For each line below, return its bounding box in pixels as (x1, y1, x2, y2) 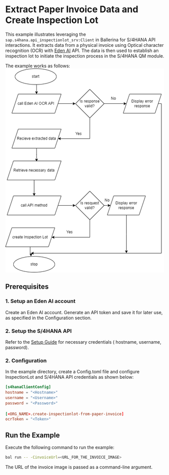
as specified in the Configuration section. (5, 315, 92, 321)
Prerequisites (5, 283, 49, 291)
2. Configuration (5, 357, 47, 364)
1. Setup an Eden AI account (5, 298, 76, 305)
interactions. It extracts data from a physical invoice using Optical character (5, 42, 164, 48)
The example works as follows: (5, 63, 70, 69)
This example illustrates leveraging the (5, 31, 87, 37)
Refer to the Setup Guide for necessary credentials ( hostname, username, (5, 339, 161, 345)
